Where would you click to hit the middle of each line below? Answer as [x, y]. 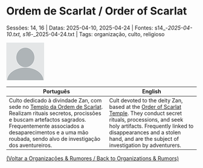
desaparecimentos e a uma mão [49, 132]
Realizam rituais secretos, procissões [55, 113]
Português [57, 92]
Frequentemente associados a [47, 126]
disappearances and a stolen [145, 132]
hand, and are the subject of [144, 138]
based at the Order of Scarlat [145, 107]
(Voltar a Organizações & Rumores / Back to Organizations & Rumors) [93, 158]
